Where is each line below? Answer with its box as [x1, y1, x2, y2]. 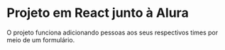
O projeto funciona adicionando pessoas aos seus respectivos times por [6, 28, 219, 37]
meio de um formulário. [6, 35, 75, 44]
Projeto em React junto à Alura [6, 5, 189, 21]
